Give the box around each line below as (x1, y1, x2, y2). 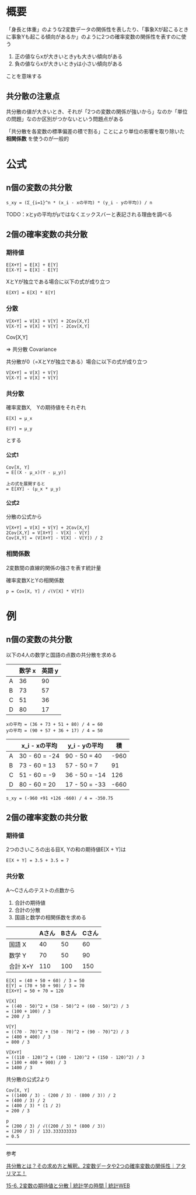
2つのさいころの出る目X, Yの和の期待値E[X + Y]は (6, 846, 127, 853)
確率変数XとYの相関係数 (6, 577, 65, 584)
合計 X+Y (9, 962, 34, 970)
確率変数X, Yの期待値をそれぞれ (6, 404, 86, 411)
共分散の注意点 (6, 91, 60, 101)
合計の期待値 (14, 899, 45, 906)
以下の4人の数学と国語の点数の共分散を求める (6, 651, 117, 658)
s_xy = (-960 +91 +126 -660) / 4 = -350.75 (6, 795, 114, 801)
